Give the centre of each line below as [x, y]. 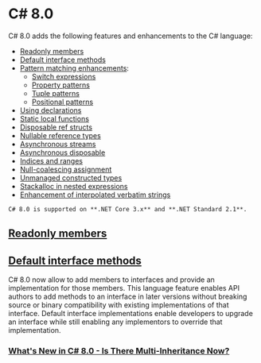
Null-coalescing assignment [66, 169]
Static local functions [55, 118]
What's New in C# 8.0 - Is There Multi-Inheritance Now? [119, 351]
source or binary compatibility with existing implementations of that [119, 305]
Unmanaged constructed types [71, 178]
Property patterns [60, 85]
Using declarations [51, 110]
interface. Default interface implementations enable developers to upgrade [130, 314]
